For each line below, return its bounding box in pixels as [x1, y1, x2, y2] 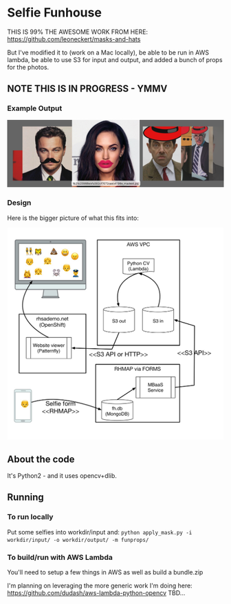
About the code [7, 453, 75, 465]
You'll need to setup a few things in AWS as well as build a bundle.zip [7, 568, 203, 576]
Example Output [7, 103, 63, 113]
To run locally [7, 512, 54, 522]
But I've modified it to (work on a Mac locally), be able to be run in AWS [7, 48, 210, 57]
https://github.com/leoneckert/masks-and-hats [7, 34, 141, 43]
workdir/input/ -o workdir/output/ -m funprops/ [7, 536, 149, 543]
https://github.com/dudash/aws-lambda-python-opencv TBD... [7, 589, 186, 597]
